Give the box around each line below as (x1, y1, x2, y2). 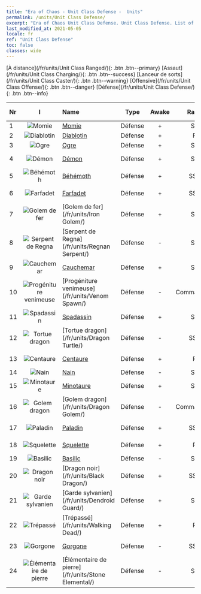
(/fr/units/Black (62, 471, 105, 480)
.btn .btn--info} (11, 89, 49, 97)
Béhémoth (62, 171, 92, 180)
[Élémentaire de (62, 555, 107, 563)
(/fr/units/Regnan (62, 242, 111, 251)
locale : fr (6, 31, 33, 37)
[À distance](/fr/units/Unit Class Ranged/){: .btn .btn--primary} (6, 64, 160, 71)
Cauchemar (62, 263, 95, 272)
